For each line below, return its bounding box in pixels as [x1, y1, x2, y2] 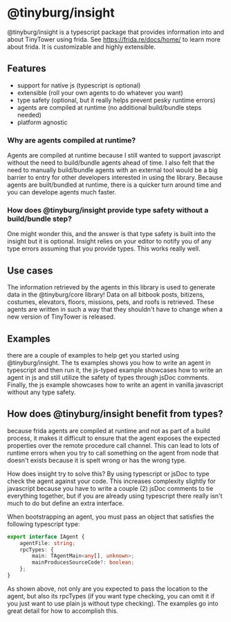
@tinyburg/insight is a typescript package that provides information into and [7, 28, 225, 36]
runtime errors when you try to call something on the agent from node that [7, 448, 219, 457]
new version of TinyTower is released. [7, 312, 115, 321]
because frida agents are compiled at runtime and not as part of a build [7, 426, 210, 435]
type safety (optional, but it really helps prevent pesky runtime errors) [17, 96, 216, 104]
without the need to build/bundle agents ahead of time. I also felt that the [7, 158, 215, 167]
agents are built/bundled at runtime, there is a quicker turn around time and [7, 180, 222, 189]
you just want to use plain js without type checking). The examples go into [7, 599, 219, 607]
